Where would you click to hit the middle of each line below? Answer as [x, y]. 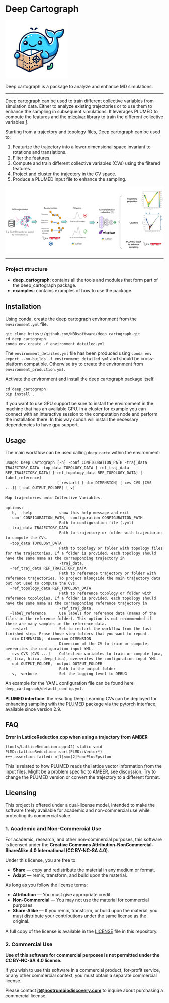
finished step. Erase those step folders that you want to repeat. [77, 634]
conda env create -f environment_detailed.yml [55, 344]
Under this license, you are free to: [41, 860]
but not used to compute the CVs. [41, 584]
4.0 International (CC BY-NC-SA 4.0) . [69, 850]
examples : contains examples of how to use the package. [72, 291]
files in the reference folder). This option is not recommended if [78, 619]
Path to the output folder [87, 669]
